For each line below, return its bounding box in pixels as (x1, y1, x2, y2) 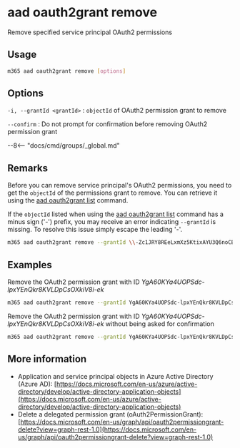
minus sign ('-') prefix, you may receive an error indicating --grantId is (7, 218, 216, 226)
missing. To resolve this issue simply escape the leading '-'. (7, 225, 183, 234)
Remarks (7, 162, 49, 174)
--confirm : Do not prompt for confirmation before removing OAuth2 (7, 120, 208, 128)
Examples (7, 258, 52, 271)
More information (7, 353, 87, 365)
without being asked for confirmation (105, 319, 214, 328)
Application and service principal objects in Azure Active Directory (17, 372, 214, 380)
